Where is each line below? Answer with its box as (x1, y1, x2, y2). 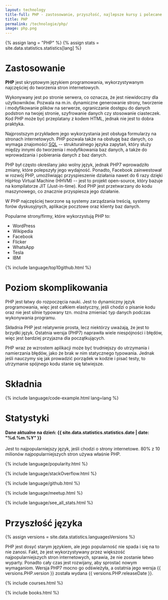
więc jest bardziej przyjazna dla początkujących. (5, 335, 105, 341)
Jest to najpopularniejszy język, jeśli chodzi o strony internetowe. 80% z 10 (5, 446, 160, 452)
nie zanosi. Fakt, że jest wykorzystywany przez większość (5, 549, 125, 555)
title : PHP (5, 17, 28, 22)
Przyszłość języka (5, 517, 82, 529)
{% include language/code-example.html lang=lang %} (5, 395, 119, 401)
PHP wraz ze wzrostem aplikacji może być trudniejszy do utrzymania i (5, 345, 149, 351)
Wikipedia (12, 228, 33, 234)
